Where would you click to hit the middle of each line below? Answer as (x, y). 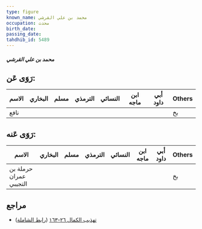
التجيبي (18, 184)
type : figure (23, 12)
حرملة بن (21, 169)
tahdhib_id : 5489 (28, 40)
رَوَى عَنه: (21, 134)
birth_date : (21, 29)
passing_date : (24, 34)
